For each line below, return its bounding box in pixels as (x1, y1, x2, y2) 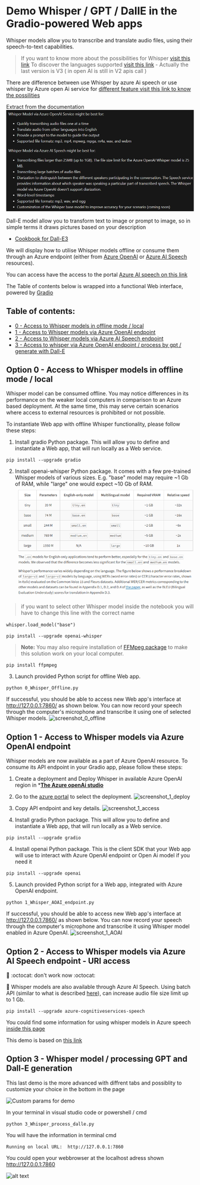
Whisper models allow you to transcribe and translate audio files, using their (6, 36, 193, 44)
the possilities (6, 91, 40, 99)
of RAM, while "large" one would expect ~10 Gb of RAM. (14, 480, 153, 488)
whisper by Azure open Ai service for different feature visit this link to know (6, 85, 192, 92)
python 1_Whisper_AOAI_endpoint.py (6, 900, 95, 906)
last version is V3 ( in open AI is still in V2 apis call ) (20, 67, 147, 74)
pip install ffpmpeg (6, 662, 58, 668)
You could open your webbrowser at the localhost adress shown (6, 1154, 164, 1161)
